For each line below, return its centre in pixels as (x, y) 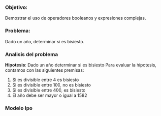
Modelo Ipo (19, 108)
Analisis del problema (32, 54)
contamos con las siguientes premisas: (45, 70)
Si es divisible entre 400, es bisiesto (49, 90)
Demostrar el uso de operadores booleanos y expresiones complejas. (76, 18)
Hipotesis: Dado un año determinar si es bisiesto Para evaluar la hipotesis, (81, 65)
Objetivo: (16, 7)
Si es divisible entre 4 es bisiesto (46, 80)
